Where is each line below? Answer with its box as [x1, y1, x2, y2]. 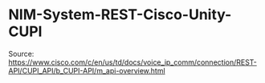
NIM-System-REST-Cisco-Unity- [8, 6, 232, 24]
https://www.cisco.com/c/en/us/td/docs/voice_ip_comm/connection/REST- [8, 57, 257, 67]
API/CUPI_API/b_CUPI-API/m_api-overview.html [8, 65, 166, 75]
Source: [8, 49, 35, 58]
